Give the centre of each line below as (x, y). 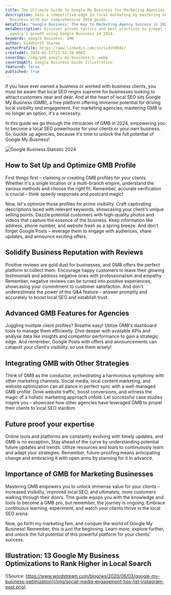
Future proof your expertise (50, 424)
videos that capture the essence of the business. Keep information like (79, 220)
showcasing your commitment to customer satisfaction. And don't (74, 286)
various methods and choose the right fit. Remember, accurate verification (83, 188)
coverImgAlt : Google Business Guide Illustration (59, 62)
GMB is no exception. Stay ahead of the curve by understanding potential (82, 442)
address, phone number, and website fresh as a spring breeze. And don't (82, 226)
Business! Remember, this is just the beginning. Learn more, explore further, (85, 529)
